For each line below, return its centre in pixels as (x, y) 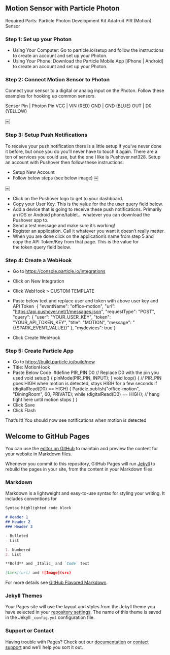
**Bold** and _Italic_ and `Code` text (47, 564)
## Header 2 (18, 522)
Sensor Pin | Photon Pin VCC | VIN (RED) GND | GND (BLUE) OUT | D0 (78, 106)
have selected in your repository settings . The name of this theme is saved (83, 612)
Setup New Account (33, 172)
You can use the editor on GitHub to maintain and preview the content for (82, 449)
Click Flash (24, 411)
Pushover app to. (30, 220)
